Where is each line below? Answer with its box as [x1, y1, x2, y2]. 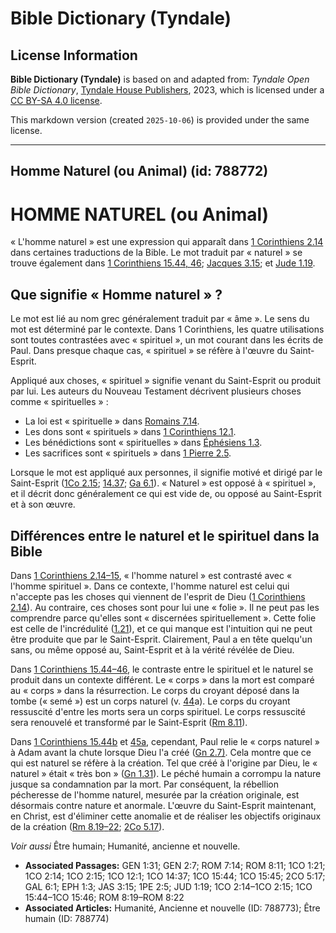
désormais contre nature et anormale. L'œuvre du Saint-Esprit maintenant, [10, 799, 317, 811]
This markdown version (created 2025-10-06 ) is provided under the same [10, 114, 310, 126]
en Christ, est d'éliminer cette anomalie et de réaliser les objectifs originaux [10, 810, 322, 822]
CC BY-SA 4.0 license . [10, 95, 103, 106]
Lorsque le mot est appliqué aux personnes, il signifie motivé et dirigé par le [10, 467, 323, 479]
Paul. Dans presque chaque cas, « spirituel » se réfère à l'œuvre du [10, 345, 288, 357]
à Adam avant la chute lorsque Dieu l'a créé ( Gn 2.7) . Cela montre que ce [10, 746, 312, 758]
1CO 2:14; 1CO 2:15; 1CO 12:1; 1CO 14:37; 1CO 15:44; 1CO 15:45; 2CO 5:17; [24, 870, 326, 882]
